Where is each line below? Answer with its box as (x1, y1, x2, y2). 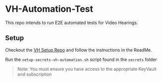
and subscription (17, 71, 52, 77)
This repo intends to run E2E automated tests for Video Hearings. (5, 20, 138, 26)
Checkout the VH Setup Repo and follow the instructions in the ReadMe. (5, 47, 152, 53)
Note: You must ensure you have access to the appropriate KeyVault (17, 66, 157, 72)
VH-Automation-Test (5, 3, 93, 15)
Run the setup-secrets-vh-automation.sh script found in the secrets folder (5, 56, 157, 62)
